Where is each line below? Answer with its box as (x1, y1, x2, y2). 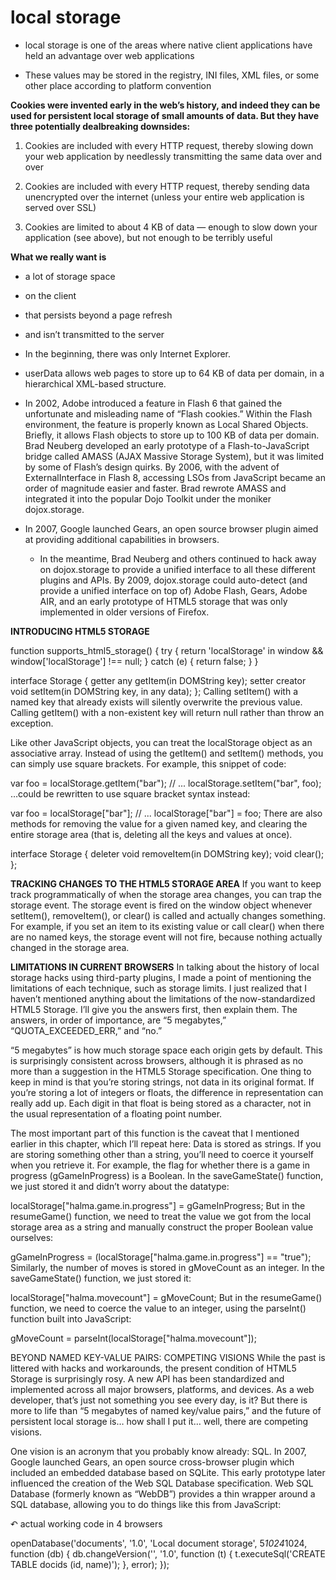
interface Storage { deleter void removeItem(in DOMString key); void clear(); (10, 847, 325, 860)
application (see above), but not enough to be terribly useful (24, 231, 273, 243)
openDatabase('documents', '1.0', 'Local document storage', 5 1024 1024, (10, 1537, 308, 1549)
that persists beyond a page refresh (24, 309, 173, 321)
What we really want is (10, 251, 107, 263)
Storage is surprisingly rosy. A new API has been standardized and (10, 1372, 285, 1385)
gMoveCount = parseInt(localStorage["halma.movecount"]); (10, 1332, 257, 1344)
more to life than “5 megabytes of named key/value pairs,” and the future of (10, 1404, 322, 1416)
